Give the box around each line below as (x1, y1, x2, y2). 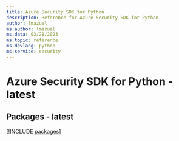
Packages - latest (6, 112, 74, 122)
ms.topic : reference (6, 37, 59, 43)
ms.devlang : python (6, 43, 56, 49)
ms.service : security (6, 49, 61, 55)
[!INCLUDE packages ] (6, 128, 61, 135)
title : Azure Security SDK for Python (6, 9, 104, 15)
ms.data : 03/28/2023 (6, 32, 59, 38)
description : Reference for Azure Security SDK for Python (6, 15, 159, 21)
